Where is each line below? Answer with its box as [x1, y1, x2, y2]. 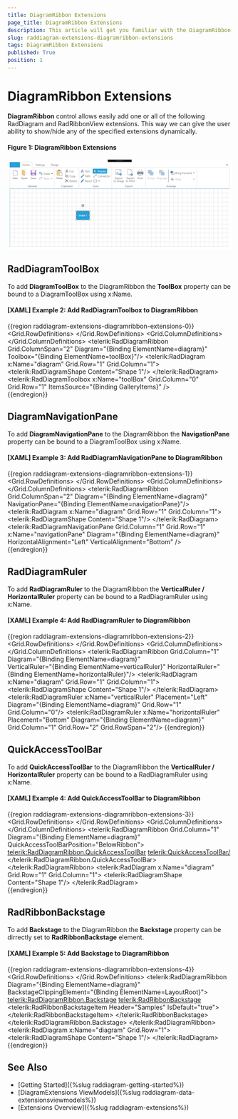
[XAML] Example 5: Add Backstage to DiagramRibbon [7, 949, 170, 958]
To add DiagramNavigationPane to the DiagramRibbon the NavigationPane [7, 429, 230, 438]
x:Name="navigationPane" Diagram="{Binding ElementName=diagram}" [7, 530, 220, 538]
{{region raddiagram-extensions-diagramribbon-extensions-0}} [7, 322, 195, 330]
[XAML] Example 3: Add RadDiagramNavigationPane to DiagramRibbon [7, 454, 223, 462]
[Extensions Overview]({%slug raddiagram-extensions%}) [17, 1103, 190, 1112]
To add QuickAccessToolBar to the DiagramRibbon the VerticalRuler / [7, 762, 215, 771]
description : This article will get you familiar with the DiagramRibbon [7, 26, 232, 34]
